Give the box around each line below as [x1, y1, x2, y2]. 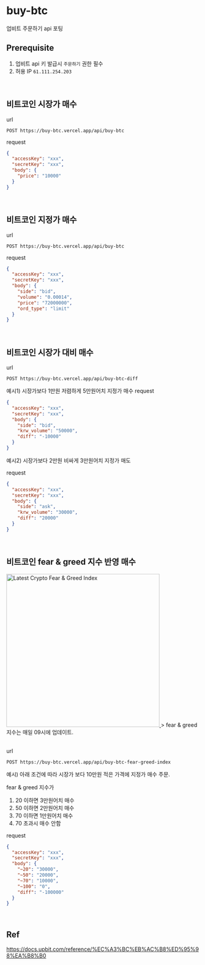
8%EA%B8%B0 [6, 952, 47, 959]
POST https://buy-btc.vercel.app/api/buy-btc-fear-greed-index [6, 759, 171, 765]
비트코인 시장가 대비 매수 [6, 347, 94, 358]
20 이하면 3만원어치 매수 [15, 797, 75, 804]
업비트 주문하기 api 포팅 [6, 24, 63, 32]
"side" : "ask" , [17, 503, 56, 510]
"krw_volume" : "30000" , [17, 509, 78, 516]
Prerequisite [6, 43, 54, 53]
